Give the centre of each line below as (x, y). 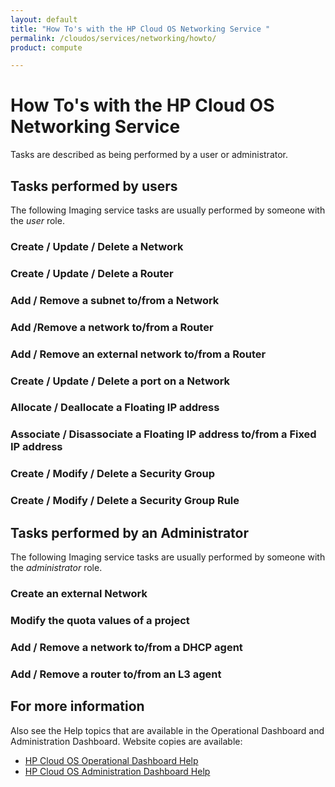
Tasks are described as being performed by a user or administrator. (149, 155)
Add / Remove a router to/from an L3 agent (116, 674)
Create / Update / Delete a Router (92, 273)
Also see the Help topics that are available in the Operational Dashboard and (167, 730)
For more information (77, 706)
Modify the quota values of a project (100, 620)
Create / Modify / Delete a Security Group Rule (125, 501)
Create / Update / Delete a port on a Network (120, 381)
